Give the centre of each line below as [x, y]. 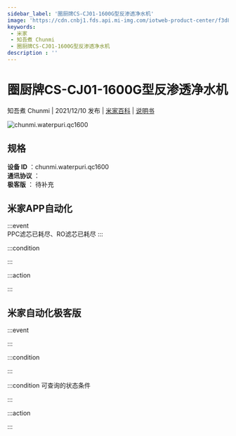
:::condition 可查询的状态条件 [49, 385]
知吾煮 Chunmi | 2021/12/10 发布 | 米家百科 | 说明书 [81, 110]
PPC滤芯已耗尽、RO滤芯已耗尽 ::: [55, 234]
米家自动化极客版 [44, 313]
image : [17, 20]
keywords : [22, 27]
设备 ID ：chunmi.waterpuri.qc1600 [58, 166]
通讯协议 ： [24, 176]
